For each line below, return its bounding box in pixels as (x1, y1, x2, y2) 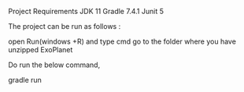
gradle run (8, 76, 42, 84)
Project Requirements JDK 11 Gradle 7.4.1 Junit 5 (8, 7, 164, 16)
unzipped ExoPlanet (8, 45, 73, 54)
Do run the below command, (8, 60, 101, 69)
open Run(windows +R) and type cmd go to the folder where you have (8, 37, 236, 46)
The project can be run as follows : (8, 22, 121, 30)
